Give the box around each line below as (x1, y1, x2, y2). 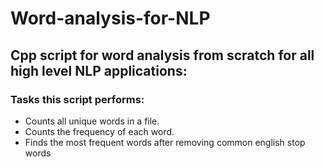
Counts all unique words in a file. (24, 115, 160, 127)
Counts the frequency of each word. (24, 125, 175, 137)
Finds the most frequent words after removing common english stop (24, 136, 306, 148)
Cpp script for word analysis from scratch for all (10, 47, 315, 64)
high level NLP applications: (10, 62, 188, 79)
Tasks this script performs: (10, 92, 145, 106)
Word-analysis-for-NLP (10, 7, 211, 30)
